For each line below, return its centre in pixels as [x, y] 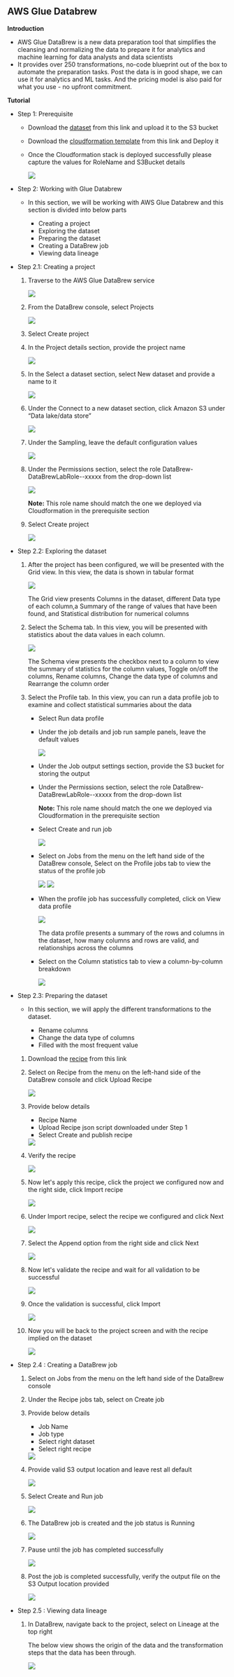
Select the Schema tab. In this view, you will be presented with [118, 627]
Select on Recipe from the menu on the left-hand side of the [114, 1072]
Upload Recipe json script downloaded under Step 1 [113, 1127]
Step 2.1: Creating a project [56, 266]
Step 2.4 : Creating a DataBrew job [67, 1364]
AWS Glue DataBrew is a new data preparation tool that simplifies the [117, 42]
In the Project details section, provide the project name [107, 347]
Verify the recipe [52, 1155]
